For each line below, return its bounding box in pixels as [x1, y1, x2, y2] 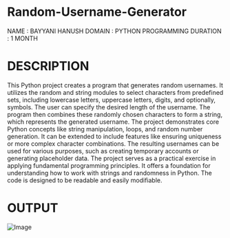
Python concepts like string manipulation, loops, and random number [7, 125, 203, 133]
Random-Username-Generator [7, 4, 187, 20]
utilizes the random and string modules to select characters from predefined [7, 88, 224, 96]
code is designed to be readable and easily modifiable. [7, 176, 163, 184]
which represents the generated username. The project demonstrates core [7, 118, 219, 126]
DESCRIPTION [7, 58, 90, 74]
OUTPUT [7, 200, 59, 216]
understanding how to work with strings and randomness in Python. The [7, 169, 212, 177]
